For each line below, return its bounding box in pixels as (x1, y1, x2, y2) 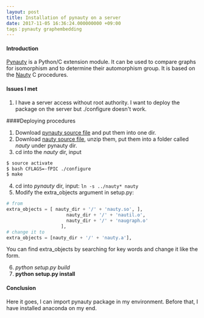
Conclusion (6, 284, 37, 291)
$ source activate (6, 160, 53, 166)
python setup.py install (15, 270, 76, 278)
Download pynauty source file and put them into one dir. (15, 129, 157, 136)
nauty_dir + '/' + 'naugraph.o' (66, 217, 149, 224)
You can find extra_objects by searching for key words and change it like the (6, 246, 198, 253)
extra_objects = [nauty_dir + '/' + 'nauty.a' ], (6, 235, 132, 241)
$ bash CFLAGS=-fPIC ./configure (6, 166, 91, 172)
